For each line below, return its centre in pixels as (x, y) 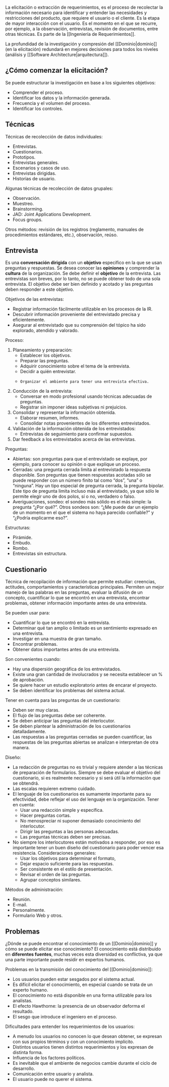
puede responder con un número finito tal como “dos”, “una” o (77, 480)
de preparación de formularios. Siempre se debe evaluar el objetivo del (86, 772)
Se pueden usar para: (28, 613)
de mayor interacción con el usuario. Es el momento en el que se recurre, (81, 23)
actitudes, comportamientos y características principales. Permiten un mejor (85, 587)
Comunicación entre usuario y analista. (53, 1074)
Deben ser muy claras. (36, 710)
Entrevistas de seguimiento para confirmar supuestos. (76, 434)
